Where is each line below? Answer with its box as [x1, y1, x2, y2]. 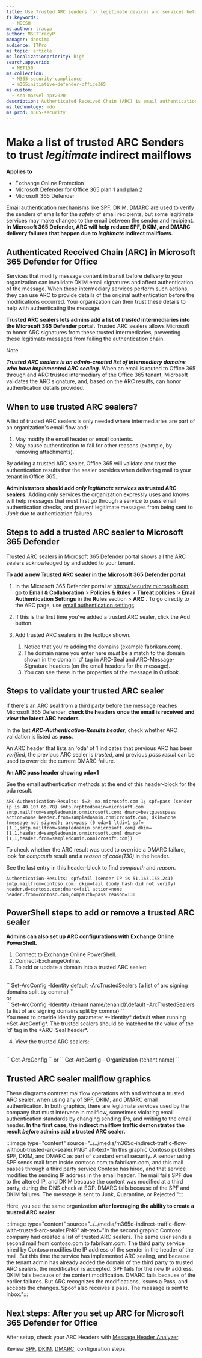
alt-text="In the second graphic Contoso [81, 1227, 182, 1234]
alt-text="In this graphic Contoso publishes [88, 1146, 195, 1154]
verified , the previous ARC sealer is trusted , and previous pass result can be [6, 751, 195, 758]
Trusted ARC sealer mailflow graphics [6, 1074, 151, 1084]
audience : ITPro [6, 43, 47, 49]
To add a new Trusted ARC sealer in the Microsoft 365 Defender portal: [6, 571, 188, 578]
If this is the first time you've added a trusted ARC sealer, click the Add [14, 613, 191, 620]
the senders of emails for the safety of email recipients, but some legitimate [6, 210, 194, 218]
